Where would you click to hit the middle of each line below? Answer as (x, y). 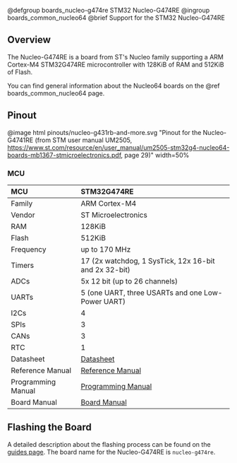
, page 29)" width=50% (155, 155)
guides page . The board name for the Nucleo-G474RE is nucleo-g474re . (111, 452)
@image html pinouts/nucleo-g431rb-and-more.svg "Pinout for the (104, 132)
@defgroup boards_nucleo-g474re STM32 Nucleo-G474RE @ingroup (109, 10)
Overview (29, 40)
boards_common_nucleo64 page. (56, 93)
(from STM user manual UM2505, (84, 140)
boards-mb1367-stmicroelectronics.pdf (64, 155)
